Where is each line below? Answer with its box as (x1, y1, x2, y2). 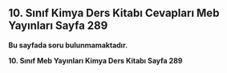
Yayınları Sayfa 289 (8, 19, 108, 33)
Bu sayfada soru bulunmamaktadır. (8, 40, 128, 50)
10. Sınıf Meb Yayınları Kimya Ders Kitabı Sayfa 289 (8, 55, 183, 65)
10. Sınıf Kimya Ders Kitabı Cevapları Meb (8, 6, 220, 20)
